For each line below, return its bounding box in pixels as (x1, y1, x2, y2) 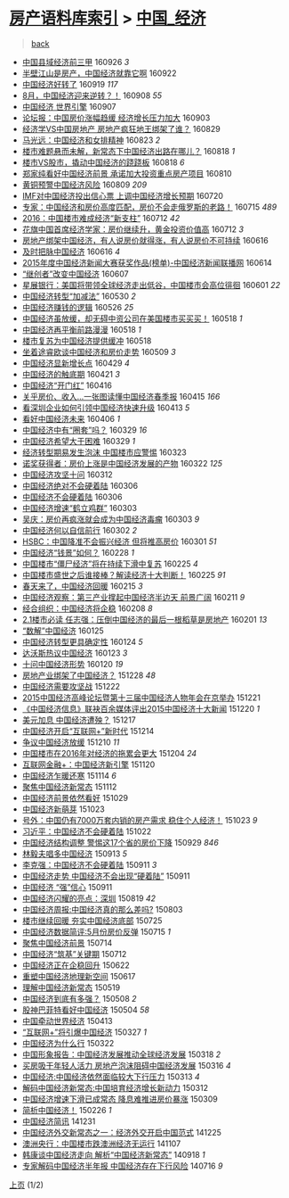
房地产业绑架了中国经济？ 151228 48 (21, 670, 156, 681)
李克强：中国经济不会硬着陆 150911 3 (21, 859, 157, 870)
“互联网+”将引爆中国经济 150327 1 (21, 1027, 147, 1037)
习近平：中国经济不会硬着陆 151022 (21, 826, 152, 837)
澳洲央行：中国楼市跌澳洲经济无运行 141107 (21, 1138, 181, 1149)
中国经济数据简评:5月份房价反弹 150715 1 (21, 926, 172, 937)
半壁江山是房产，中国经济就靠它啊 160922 (21, 68, 177, 78)
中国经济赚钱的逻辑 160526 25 (21, 302, 134, 312)
